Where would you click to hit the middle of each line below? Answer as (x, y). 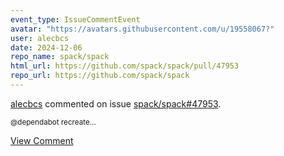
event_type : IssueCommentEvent (75, 19)
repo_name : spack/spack (60, 57)
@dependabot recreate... (53, 122)
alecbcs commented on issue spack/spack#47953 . (116, 103)
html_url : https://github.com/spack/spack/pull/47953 (125, 66)
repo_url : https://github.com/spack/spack (100, 76)
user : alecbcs (40, 38)
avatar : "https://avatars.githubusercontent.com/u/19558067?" (142, 29)
